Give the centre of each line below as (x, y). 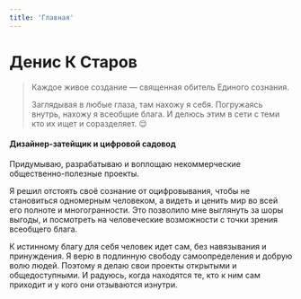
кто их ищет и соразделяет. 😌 (89, 123)
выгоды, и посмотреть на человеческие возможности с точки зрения (144, 219)
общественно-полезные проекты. (74, 173)
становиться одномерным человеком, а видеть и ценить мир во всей (144, 200)
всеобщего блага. (44, 229)
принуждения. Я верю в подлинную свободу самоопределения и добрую (151, 256)
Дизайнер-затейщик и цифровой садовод (93, 144)
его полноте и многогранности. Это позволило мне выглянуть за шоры (146, 210)
